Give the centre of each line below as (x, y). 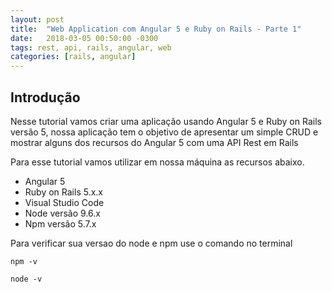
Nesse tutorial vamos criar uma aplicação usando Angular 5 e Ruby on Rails (166, 121)
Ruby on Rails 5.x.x (63, 192)
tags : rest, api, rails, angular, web (91, 47)
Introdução (45, 97)
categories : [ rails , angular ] (73, 57)
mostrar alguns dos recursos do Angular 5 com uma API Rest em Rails (154, 142)
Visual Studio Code (64, 202)
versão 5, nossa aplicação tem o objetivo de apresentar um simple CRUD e (164, 132)
